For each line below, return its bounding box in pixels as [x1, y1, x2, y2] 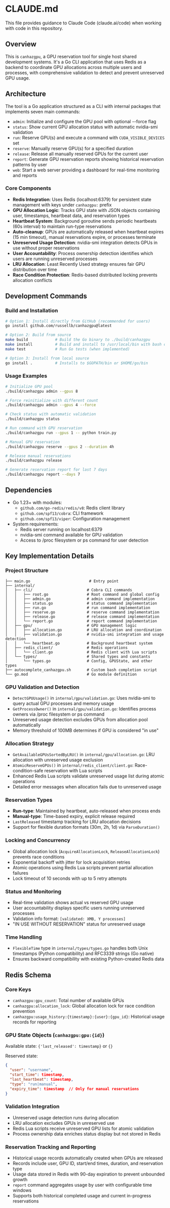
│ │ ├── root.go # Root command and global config [5, 592, 159, 597]
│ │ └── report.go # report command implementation [5, 618, 157, 624]
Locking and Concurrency [5, 837, 71, 844]
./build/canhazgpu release [5, 458, 62, 463]
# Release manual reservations [5, 453, 71, 458]
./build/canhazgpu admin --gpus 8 [5, 388, 78, 394]
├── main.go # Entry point [5, 579, 119, 584]
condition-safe [12, 768, 44, 774]
